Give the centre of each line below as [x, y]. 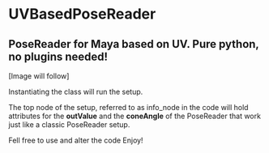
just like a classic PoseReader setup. [69, 125]
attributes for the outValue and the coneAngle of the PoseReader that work [135, 116]
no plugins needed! [58, 56]
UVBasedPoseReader [82, 14]
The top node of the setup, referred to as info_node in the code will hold [128, 107]
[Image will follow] [39, 76]
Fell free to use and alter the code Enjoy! [76, 140]
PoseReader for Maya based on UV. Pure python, [134, 44]
